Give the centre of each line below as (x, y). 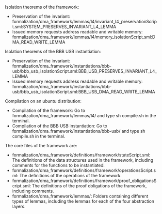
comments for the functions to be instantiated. (58, 165)
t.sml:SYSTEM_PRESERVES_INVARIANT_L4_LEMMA (64, 27)
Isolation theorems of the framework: (42, 7)
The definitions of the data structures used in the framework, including (83, 160)
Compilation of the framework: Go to (49, 110)
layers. (19, 206)
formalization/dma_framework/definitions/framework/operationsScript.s (84, 170)
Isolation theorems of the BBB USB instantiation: (53, 51)
